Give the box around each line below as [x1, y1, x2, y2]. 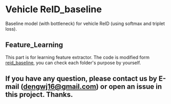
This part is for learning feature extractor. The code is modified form [5, 54, 150, 60]
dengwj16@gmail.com [23, 83, 97, 91]
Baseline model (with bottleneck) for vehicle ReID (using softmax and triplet [5, 20, 165, 27]
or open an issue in [100, 83, 162, 91]
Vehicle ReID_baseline [5, 4, 102, 15]
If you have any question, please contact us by [5, 74, 158, 83]
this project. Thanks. [5, 90, 73, 99]
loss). [5, 25, 17, 32]
